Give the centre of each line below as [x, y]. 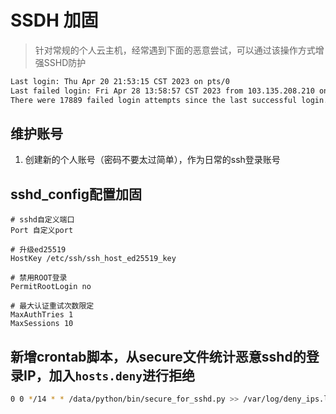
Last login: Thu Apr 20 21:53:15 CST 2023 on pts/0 [120, 81]
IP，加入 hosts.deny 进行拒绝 [109, 375]
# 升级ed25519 [38, 250]
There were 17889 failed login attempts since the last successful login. [169, 100]
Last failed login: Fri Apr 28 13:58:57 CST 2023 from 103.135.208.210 [162, 91]
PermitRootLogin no [51, 287]
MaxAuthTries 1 [42, 315]
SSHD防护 [65, 62]
